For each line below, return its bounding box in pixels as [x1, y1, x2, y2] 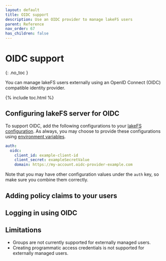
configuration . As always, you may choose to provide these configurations [5, 128, 161, 134]
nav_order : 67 [5, 26, 36, 31]
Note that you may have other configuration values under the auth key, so [5, 171, 159, 177]
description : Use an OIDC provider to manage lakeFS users [5, 17, 133, 22]
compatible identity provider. [5, 85, 65, 91]
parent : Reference [5, 21, 44, 27]
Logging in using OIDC [5, 208, 78, 217]
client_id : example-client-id [14, 153, 79, 158]
